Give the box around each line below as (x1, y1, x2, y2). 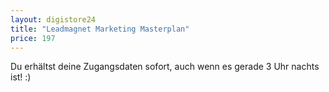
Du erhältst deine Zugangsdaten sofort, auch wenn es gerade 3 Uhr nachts (10, 61, 320, 73)
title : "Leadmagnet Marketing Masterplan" (10, 24, 190, 34)
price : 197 (10, 33, 56, 43)
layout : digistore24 (10, 14, 97, 25)
